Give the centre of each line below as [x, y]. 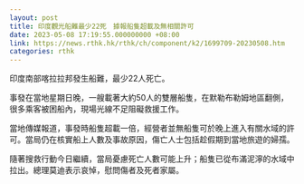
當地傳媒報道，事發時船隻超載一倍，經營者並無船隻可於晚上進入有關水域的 [148, 129]
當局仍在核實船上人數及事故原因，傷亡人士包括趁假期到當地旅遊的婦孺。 [160, 140]
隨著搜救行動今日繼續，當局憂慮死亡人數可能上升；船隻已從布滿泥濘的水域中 [152, 159]
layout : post [34, 18]
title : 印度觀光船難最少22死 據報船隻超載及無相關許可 [102, 26]
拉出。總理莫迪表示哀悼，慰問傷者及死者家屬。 [96, 170]
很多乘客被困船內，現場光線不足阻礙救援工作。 [96, 109]
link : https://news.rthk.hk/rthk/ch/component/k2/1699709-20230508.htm [147, 43]
